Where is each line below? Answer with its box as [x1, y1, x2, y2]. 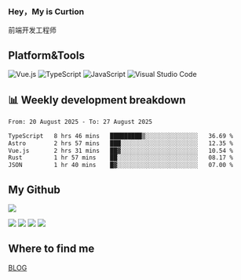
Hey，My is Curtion [8, 5, 85, 16]
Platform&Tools [8, 49, 85, 62]
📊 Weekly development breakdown [8, 93, 186, 107]
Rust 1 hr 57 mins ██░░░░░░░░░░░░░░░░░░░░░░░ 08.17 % [8, 154, 234, 162]
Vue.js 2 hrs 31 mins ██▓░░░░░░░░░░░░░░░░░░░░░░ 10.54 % [8, 147, 234, 155]
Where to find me [8, 242, 95, 256]
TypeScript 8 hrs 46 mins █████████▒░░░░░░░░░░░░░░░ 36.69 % [8, 132, 234, 140]
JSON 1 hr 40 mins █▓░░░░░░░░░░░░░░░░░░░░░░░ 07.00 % [8, 162, 234, 169]
